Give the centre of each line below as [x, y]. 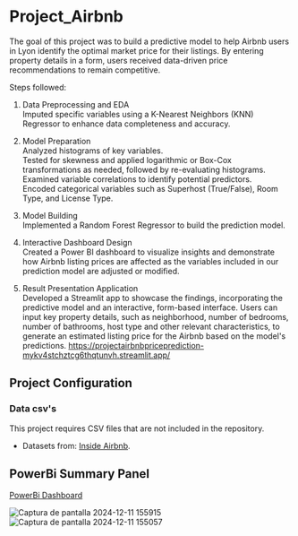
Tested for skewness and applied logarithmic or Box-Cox [127, 160]
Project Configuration [71, 383]
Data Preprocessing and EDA [76, 104]
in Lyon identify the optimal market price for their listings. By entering [136, 50]
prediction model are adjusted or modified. [101, 271]
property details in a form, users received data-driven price [119, 60]
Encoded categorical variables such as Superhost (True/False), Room [150, 188]
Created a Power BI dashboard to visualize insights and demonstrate [149, 252]
